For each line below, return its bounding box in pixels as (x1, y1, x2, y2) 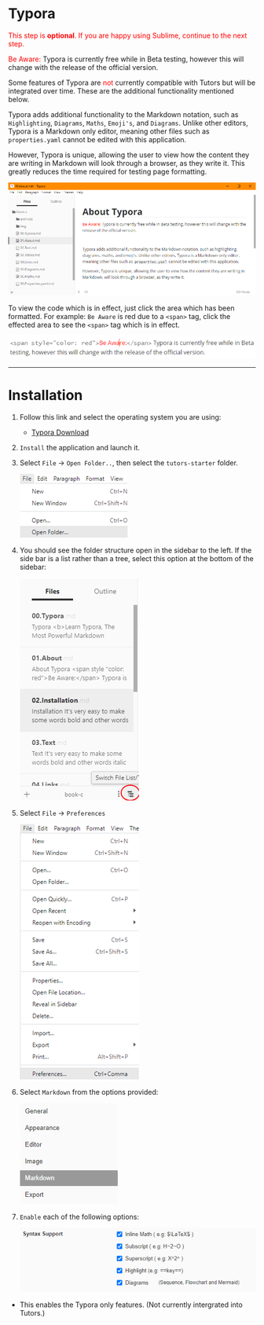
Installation (8, 387, 83, 405)
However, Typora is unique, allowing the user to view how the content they (8, 150, 250, 160)
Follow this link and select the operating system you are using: (19, 412, 222, 421)
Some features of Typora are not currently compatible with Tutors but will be (8, 78, 256, 87)
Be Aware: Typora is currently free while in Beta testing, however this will (8, 54, 244, 64)
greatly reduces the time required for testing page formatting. (8, 167, 207, 176)
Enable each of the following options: (19, 1212, 140, 1221)
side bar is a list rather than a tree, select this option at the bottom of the (19, 553, 254, 563)
